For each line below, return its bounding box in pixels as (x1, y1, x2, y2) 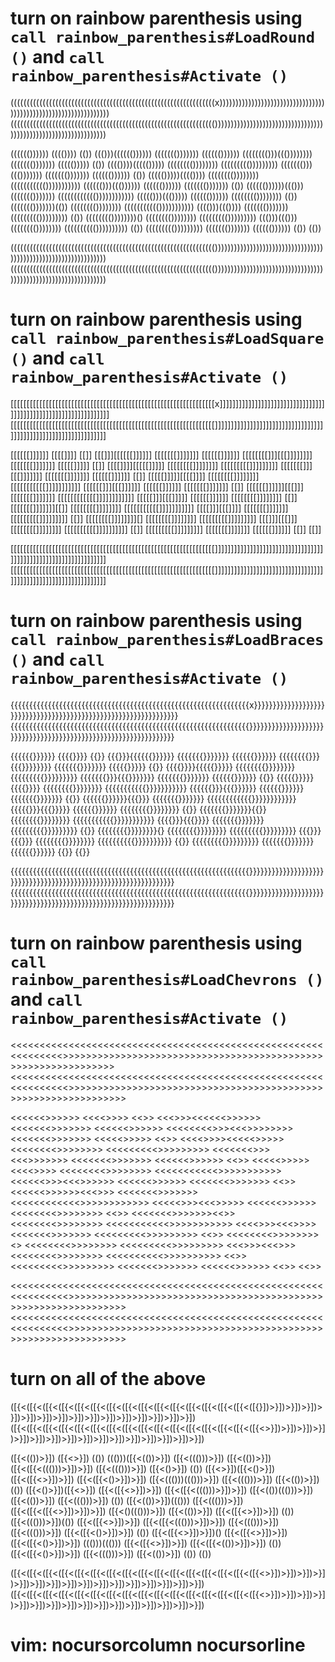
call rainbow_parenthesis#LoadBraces (10, 631, 325, 650)
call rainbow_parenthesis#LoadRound (10, 28, 316, 47)
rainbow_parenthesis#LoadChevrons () (10, 971, 325, 989)
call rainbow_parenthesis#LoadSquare (10, 330, 325, 349)
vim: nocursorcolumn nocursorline (10, 1633, 306, 1656)
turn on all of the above (10, 1367, 207, 1390)
